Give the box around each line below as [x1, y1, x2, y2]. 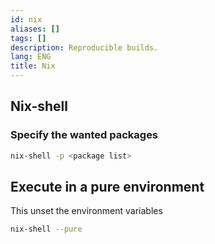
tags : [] [10, 33, 47, 43]
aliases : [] [10, 24, 60, 34]
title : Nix [10, 61, 56, 71]
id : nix [10, 14, 43, 25]
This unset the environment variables [10, 205, 163, 217]
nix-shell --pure [10, 224, 83, 235]
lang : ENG [10, 52, 52, 62]
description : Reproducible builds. [10, 42, 159, 53]
